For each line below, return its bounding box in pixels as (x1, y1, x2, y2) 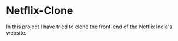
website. (6, 29, 27, 36)
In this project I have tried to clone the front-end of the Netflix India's (6, 23, 172, 30)
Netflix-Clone (6, 4, 73, 17)
